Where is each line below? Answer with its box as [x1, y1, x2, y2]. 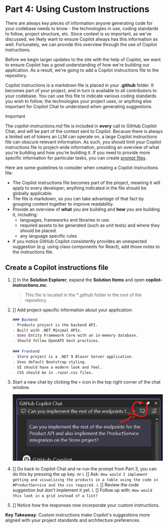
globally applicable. [12, 190, 53, 196]
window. [12, 385, 30, 391]
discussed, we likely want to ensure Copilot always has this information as [5, 36, 158, 42]
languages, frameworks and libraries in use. [19, 217, 110, 223]
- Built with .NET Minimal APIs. [12, 327, 82, 333]
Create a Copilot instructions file [5, 263, 108, 272]
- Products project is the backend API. [12, 322, 98, 327]
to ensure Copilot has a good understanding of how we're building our [5, 62, 150, 68]
